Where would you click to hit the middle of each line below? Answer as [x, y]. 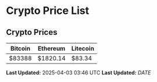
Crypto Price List [48, 11]
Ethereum [52, 49]
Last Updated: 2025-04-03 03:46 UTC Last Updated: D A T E [78, 73]
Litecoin [83, 49]
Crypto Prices [32, 32]
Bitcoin [20, 49]
